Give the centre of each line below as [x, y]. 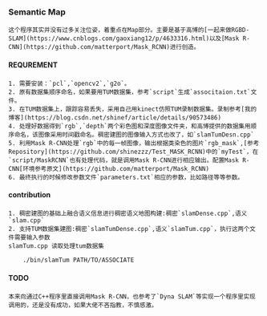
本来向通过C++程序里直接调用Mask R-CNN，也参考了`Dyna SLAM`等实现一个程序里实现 [132, 296]
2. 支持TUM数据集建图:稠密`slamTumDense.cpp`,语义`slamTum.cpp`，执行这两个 [129, 229]
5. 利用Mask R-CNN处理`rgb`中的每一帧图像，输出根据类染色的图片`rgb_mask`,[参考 [134, 143]
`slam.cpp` [26, 220]
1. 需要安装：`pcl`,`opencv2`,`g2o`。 [69, 83]
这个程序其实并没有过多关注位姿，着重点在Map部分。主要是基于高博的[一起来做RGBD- [129, 30]
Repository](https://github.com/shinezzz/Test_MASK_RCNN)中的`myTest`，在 [133, 152]
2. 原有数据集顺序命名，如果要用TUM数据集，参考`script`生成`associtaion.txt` [129, 92]
